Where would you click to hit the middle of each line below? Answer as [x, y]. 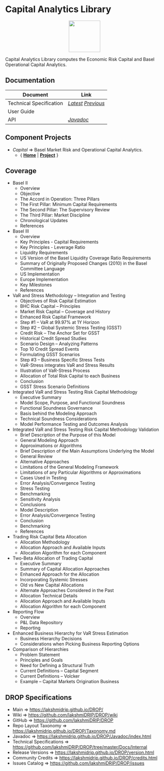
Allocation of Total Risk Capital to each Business [70, 376]
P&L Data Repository [41, 623]
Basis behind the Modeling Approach [58, 414]
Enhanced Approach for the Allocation [60, 574]
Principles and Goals [41, 660]
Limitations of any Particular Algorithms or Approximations [80, 472]
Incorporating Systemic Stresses [54, 580]
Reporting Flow [28, 612]
